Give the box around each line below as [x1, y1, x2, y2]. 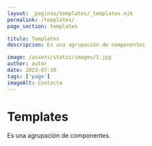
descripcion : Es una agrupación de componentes [7, 42, 146, 49]
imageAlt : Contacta [7, 80, 63, 86]
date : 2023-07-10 [7, 66, 57, 73]
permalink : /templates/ [7, 16, 75, 23]
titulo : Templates [7, 35, 60, 42]
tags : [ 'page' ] [7, 73, 51, 80]
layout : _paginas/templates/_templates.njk [7, 10, 134, 17]
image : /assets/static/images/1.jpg [7, 54, 112, 61]
